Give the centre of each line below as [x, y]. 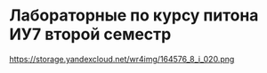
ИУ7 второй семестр [90, 34]
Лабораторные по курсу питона [134, 16]
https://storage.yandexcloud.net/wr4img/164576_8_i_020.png [122, 59]
